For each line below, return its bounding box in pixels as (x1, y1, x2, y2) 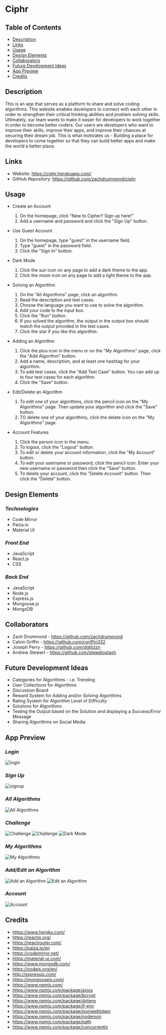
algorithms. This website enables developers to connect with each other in (5, 106, 158, 112)
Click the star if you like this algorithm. (19, 328, 98, 334)
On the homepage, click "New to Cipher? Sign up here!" (19, 213, 134, 219)
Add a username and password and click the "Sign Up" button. (19, 218, 148, 224)
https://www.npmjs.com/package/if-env (12, 1003, 94, 1009)
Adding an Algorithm (12, 338, 55, 344)
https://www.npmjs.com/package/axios (12, 987, 93, 993)
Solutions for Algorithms (12, 703, 62, 709)
